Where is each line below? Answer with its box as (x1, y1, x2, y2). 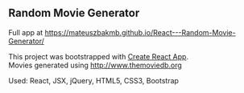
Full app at (8, 27, 43, 37)
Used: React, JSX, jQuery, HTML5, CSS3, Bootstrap (8, 75, 180, 85)
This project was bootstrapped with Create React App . (8, 51, 189, 61)
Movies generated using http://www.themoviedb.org (8, 60, 183, 70)
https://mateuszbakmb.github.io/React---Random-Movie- (44, 27, 236, 37)
